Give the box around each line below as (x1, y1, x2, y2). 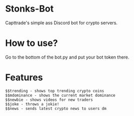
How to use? (5, 37, 58, 49)
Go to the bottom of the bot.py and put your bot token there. (5, 54, 129, 60)
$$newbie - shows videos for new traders (5, 97, 93, 102)
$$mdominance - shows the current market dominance (5, 93, 115, 98)
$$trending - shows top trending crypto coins (5, 88, 104, 93)
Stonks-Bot (5, 3, 54, 15)
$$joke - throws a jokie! (5, 101, 59, 106)
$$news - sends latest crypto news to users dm (5, 106, 107, 111)
